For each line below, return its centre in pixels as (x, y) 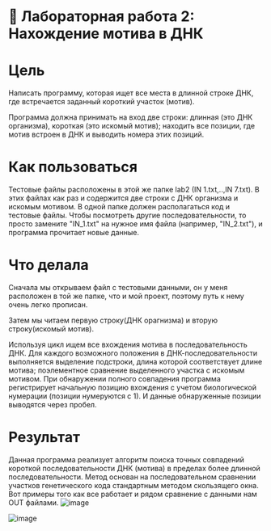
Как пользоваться (73, 167)
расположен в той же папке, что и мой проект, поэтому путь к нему (126, 296)
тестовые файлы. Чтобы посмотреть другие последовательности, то (127, 215)
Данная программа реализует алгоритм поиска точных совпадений (127, 459)
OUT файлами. (34, 502)
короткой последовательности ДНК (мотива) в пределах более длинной (134, 468)
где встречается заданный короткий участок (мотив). (102, 102)
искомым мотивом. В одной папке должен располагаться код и (119, 207)
